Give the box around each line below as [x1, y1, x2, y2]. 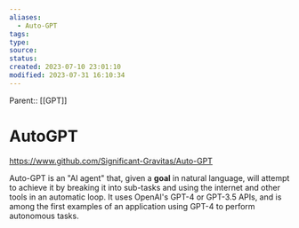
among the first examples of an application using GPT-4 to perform [9, 200, 255, 211]
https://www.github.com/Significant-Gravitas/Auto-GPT [9, 155, 214, 166]
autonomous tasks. [9, 210, 79, 221]
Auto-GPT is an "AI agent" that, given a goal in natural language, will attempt [9, 172, 290, 183]
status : [9, 54, 38, 63]
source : [9, 46, 38, 55]
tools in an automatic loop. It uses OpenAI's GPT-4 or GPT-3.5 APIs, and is [9, 192, 282, 202]
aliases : [9, 12, 42, 22]
